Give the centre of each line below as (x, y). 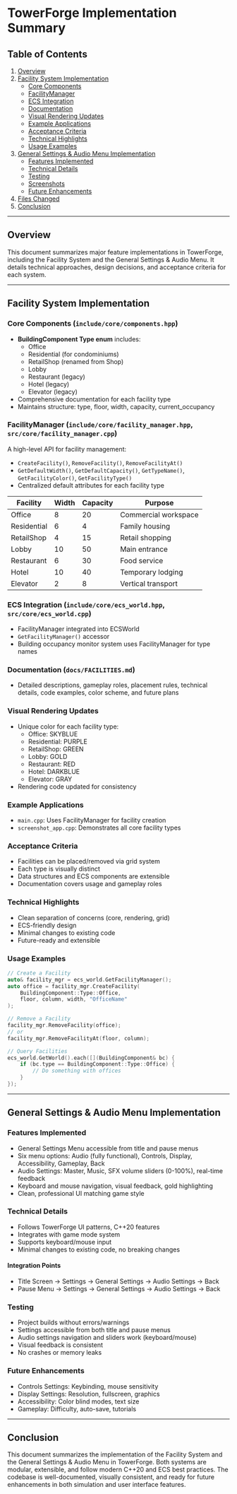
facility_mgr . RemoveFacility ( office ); (64, 1025)
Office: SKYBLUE (53, 734)
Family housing (145, 526)
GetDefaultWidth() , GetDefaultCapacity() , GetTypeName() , (101, 470)
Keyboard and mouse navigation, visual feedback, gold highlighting (115, 1186)
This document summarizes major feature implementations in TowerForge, (115, 252)
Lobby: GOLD (48, 756)
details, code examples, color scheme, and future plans (98, 693)
